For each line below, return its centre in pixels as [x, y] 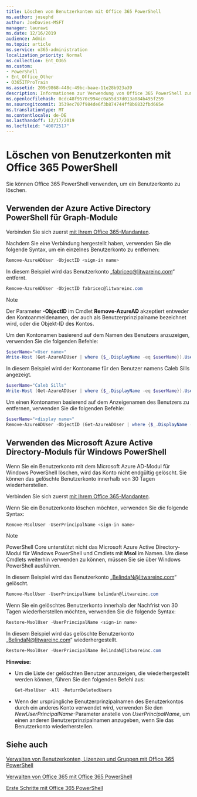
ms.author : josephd [30, 17]
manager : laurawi [27, 28]
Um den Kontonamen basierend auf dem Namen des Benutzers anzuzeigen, [98, 335]
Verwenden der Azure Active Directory [79, 209]
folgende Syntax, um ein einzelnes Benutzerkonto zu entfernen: [83, 249]
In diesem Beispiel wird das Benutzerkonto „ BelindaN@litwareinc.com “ [91, 577]
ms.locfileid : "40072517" [38, 126]
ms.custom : [19, 66]
